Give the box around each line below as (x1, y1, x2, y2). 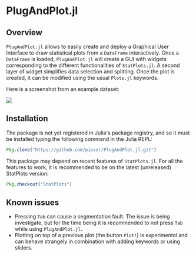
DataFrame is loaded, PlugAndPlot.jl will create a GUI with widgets (6, 56, 167, 62)
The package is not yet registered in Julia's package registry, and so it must (6, 129, 190, 136)
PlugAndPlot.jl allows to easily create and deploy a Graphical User (6, 43, 169, 50)
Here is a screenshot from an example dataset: (6, 86, 119, 92)
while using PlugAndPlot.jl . (14, 225, 82, 233)
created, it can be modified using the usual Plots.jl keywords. (6, 75, 159, 81)
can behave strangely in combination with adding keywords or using (14, 238, 181, 245)
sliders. (14, 244, 33, 251)
